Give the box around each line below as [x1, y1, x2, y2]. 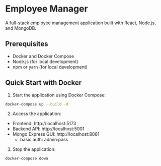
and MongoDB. [5, 25, 37, 31]
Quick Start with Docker [5, 79, 82, 87]
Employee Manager [5, 3, 88, 15]
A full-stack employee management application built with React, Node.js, [5, 20, 156, 26]
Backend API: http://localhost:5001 [12, 126, 85, 132]
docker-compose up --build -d [5, 101, 69, 106]
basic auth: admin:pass [20, 137, 68, 143]
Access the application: [12, 110, 61, 117]
